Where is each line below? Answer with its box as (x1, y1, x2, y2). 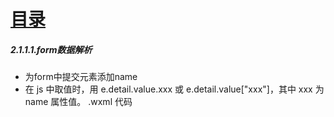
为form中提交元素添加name (24, 71, 138, 83)
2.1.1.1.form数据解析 (10, 43, 93, 55)
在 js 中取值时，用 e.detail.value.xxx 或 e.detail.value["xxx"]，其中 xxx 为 (24, 83, 325, 95)
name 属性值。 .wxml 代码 (24, 96, 133, 108)
